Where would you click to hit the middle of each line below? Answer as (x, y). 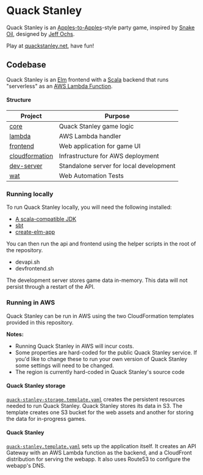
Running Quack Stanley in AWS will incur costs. (74, 346)
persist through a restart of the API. (51, 287)
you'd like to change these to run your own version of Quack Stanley (101, 359)
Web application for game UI (100, 146)
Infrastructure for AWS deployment (109, 156)
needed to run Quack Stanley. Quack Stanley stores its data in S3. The (94, 406)
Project (31, 116)
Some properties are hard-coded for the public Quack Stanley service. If (106, 352)
